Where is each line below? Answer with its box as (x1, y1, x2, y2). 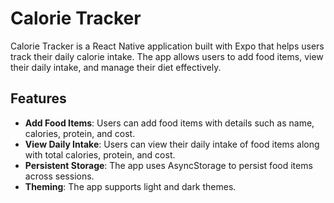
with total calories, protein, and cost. (24, 148, 176, 161)
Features (10, 90, 67, 107)
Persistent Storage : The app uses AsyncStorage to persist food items (24, 159, 313, 171)
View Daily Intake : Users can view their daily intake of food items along (24, 138, 320, 150)
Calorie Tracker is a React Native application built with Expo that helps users (10, 40, 325, 52)
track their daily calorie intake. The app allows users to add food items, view (10, 50, 324, 62)
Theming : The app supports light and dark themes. (24, 180, 237, 192)
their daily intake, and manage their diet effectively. (10, 61, 222, 73)
